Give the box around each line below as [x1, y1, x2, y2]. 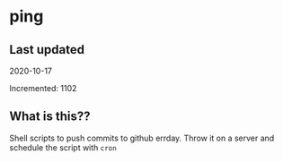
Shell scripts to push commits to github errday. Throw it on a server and [9, 132, 275, 143]
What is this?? [9, 109, 91, 124]
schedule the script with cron [9, 141, 117, 153]
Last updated [9, 42, 85, 57]
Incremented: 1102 [9, 83, 77, 93]
